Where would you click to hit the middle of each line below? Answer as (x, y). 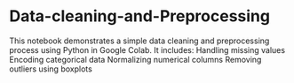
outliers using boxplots (51, 69)
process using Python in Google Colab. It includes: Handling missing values (147, 49)
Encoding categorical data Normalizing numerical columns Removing (135, 59)
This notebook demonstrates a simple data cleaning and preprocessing (139, 41)
